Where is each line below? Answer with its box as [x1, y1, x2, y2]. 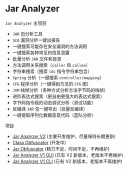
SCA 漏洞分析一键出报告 [12, 37, 60, 43]
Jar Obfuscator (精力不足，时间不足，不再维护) [12, 145, 110, 151]
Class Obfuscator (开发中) [12, 139, 66, 145]
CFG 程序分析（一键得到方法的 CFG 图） [12, 80, 91, 86]
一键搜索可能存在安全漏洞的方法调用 [12, 43, 87, 49]
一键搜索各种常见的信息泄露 [12, 49, 70, 55]
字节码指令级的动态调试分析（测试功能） [12, 99, 96, 105]
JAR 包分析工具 [12, 30, 43, 36]
